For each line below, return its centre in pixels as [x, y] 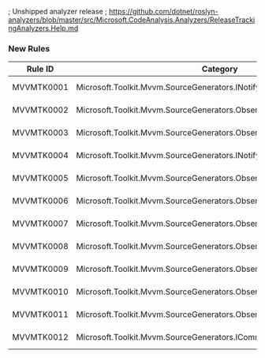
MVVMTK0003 [40, 133]
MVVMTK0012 [40, 337]
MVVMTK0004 [40, 156]
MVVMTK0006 [40, 201]
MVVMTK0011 [40, 315]
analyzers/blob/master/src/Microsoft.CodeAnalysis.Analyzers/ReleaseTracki [132, 20]
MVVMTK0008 [40, 247]
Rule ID [40, 69]
